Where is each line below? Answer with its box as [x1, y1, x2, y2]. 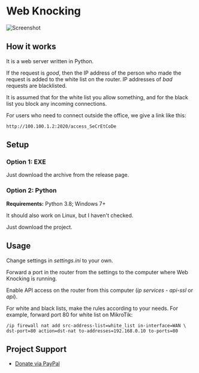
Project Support [6, 344, 67, 354]
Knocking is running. [6, 275, 58, 282]
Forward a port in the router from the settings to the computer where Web [6, 268, 189, 276]
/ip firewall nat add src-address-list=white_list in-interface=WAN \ [6, 322, 186, 328]
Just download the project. [6, 223, 73, 230]
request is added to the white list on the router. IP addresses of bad [6, 75, 173, 82]
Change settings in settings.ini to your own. [6, 257, 113, 264]
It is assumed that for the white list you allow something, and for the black [6, 93, 189, 100]
